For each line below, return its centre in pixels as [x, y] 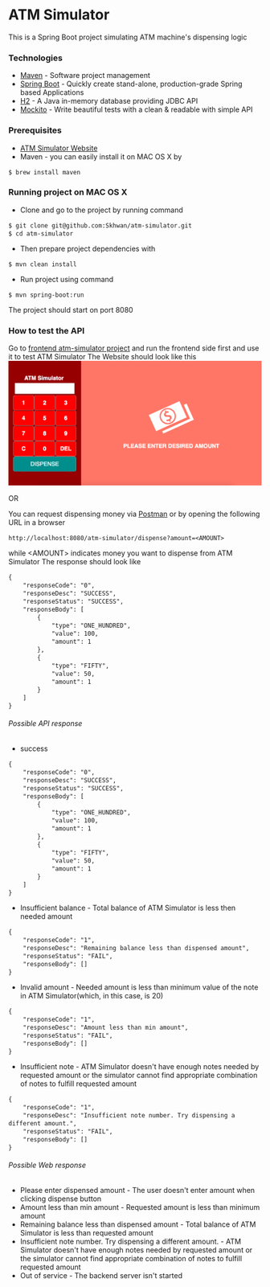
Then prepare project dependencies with [88, 248]
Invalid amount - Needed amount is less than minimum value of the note [139, 987]
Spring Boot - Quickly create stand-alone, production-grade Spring [131, 84]
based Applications [52, 92]
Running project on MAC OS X [68, 192]
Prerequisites [35, 130]
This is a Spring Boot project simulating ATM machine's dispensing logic [128, 37]
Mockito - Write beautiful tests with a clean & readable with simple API [136, 109]
